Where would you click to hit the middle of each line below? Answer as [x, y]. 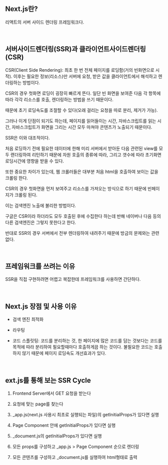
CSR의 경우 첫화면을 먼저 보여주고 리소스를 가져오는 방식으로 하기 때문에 [76, 188]
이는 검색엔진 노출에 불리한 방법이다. [41, 205]
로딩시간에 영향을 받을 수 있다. [35, 161]
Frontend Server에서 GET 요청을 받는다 [52, 393]
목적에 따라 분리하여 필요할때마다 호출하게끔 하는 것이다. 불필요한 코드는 [83, 347]
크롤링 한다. [17, 178]
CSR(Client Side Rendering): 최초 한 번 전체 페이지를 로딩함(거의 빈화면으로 [80, 70]
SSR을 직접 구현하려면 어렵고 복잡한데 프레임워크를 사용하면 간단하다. [73, 279]
